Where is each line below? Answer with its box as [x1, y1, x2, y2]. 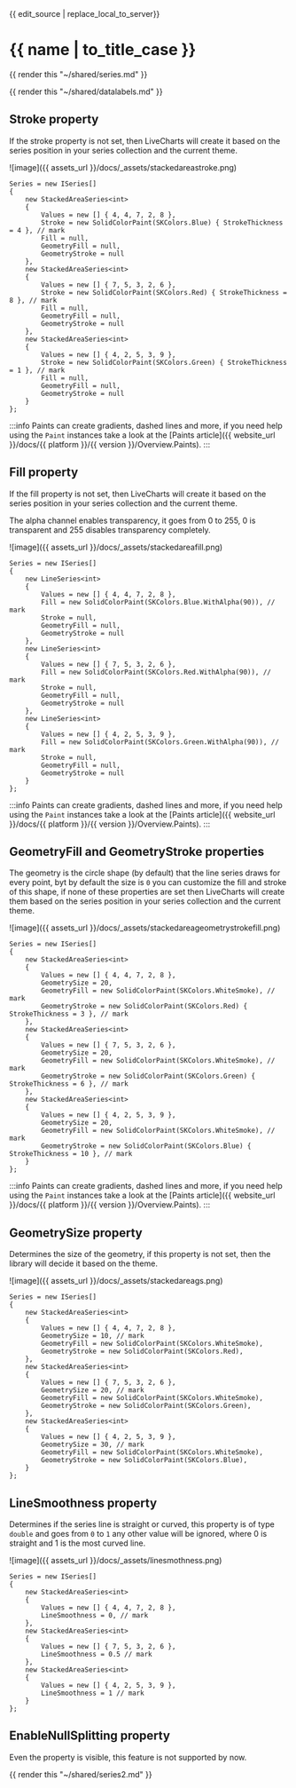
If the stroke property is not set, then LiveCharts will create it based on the [9, 135, 281, 146]
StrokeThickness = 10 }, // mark [9, 1150, 133, 1159]
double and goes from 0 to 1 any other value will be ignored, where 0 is [9, 1529, 268, 1539]
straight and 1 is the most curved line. [9, 1538, 146, 1548]
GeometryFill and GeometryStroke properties [9, 843, 265, 859]
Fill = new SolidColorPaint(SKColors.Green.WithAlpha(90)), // [41, 737, 279, 747]
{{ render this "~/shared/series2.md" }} [9, 1768, 152, 1779]
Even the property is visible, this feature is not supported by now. [9, 1752, 247, 1762]
